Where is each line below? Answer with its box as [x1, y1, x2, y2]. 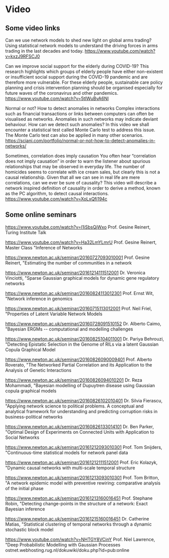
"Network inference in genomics [5, 295, 73, 302]
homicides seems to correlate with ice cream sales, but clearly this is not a [5, 169, 160, 175]
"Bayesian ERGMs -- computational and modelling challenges [5, 326, 133, 332]
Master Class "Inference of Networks [5, 244, 83, 250]
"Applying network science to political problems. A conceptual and [5, 403, 144, 409]
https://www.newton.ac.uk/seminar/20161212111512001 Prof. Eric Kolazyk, [5, 459, 158, 465]
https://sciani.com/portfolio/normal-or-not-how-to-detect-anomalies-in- [5, 138, 155, 143]
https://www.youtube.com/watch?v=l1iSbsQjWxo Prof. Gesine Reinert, [5, 224, 151, 230]
